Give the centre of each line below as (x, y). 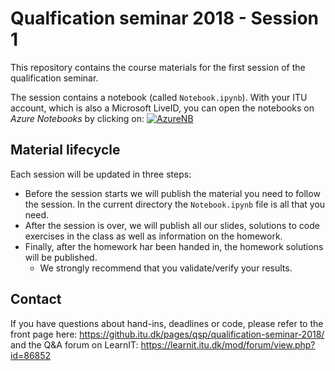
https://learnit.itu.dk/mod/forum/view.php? (228, 344)
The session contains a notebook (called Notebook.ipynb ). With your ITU (159, 97)
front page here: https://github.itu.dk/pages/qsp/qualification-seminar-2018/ (167, 334)
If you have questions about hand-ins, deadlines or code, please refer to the (167, 323)
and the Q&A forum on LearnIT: (74, 344)
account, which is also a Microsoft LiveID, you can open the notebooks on (162, 108)
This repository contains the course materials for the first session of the (158, 67)
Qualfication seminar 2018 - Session (165, 18)
